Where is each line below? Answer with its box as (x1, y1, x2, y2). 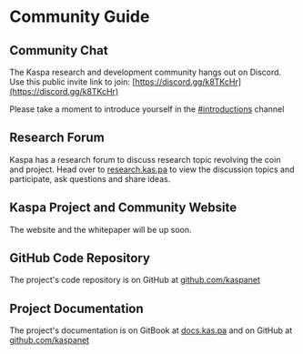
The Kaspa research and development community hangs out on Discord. (9, 66, 282, 77)
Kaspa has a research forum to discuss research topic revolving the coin (9, 154, 281, 165)
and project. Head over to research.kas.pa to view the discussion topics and (9, 164, 295, 175)
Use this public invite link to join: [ (9, 76, 136, 87)
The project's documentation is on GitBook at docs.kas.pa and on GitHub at (9, 325, 293, 336)
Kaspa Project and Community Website (9, 200, 237, 216)
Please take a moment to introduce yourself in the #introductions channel (9, 104, 285, 115)
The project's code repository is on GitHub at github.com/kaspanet (9, 275, 261, 286)
